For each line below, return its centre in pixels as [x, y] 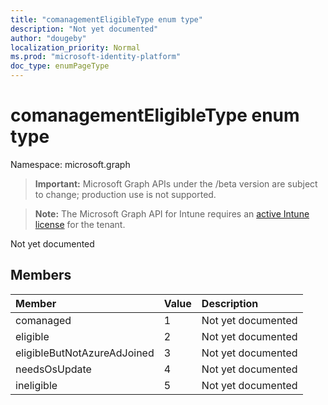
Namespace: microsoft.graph [70, 164]
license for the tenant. [80, 224]
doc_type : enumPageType [60, 66]
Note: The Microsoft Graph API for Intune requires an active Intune [172, 213]
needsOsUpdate [53, 369]
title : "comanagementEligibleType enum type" [106, 19]
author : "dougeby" [48, 38]
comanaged [43, 320]
